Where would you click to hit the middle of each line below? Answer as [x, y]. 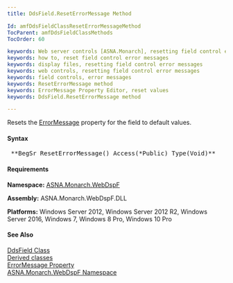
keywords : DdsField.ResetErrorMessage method [74, 97]
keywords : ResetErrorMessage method [60, 84]
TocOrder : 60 [26, 39]
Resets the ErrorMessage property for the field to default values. [100, 123]
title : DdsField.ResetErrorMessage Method [69, 14]
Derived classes [30, 257]
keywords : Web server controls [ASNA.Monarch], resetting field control [114, 52]
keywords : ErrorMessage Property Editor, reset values [88, 90]
